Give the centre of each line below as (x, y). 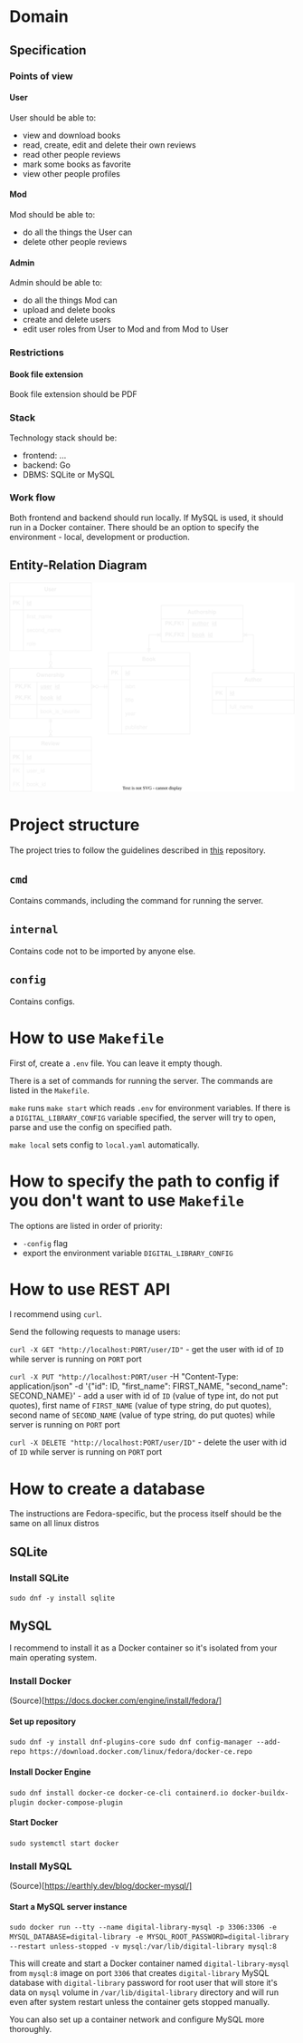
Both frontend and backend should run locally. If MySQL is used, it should (147, 518)
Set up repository (43, 1721)
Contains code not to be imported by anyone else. (103, 951)
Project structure (75, 825)
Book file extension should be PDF (73, 394)
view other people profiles (71, 173)
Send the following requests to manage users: (95, 1332)
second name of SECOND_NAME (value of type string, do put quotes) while (142, 1415)
